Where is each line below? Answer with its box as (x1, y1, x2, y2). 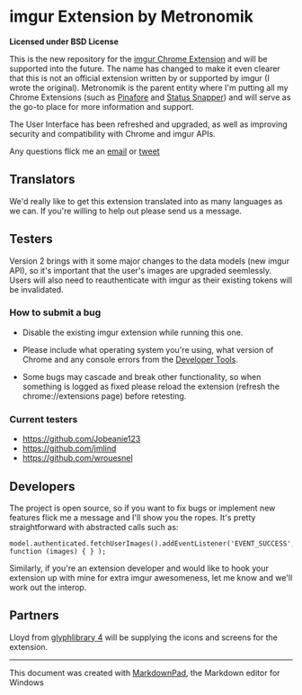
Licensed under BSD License (9, 36, 119, 47)
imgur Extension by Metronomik (9, 6, 254, 27)
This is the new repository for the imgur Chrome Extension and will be (9, 53, 268, 64)
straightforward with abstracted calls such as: (9, 521, 179, 532)
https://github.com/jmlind (22, 443, 117, 454)
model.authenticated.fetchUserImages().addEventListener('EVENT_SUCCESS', (9, 538, 296, 548)
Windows (9, 677, 45, 688)
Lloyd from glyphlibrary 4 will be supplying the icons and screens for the (9, 632, 279, 643)
